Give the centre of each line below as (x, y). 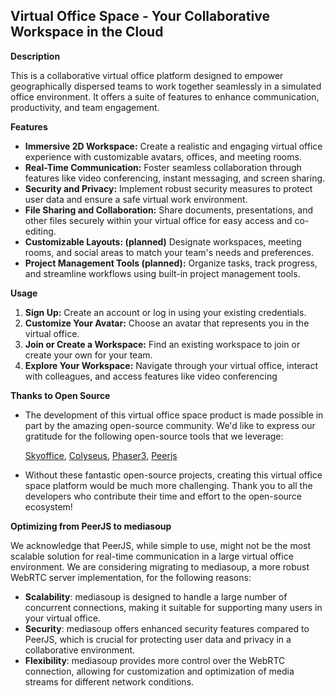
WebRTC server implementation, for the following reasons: (131, 577)
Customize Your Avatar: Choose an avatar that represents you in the (167, 323)
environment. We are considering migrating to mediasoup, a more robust (160, 566)
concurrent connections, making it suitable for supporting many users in (173, 607)
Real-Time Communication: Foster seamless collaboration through (163, 167)
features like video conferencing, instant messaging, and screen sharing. (175, 178)
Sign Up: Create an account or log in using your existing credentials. (165, 312)
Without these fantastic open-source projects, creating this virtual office (173, 475)
